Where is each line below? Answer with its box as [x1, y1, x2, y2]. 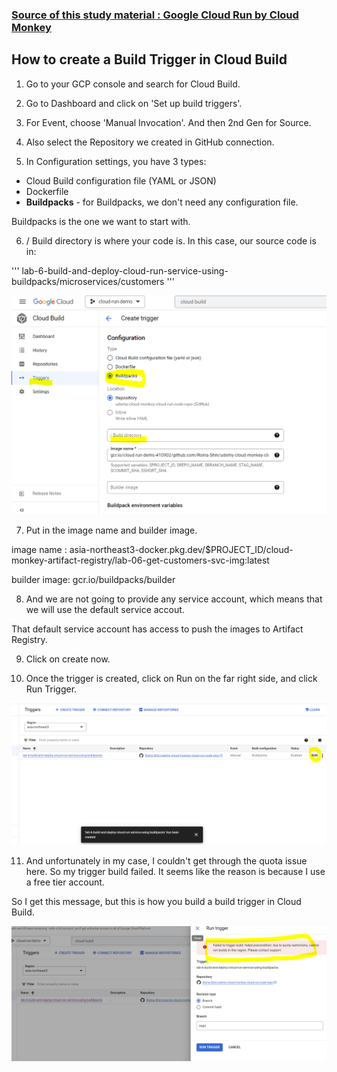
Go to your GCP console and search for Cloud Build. [25, 78, 241, 90]
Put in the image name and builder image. [25, 524, 198, 536]
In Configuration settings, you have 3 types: [25, 155, 207, 167]
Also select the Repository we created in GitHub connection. [25, 136, 275, 148]
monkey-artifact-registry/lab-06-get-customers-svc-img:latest [11, 554, 270, 566]
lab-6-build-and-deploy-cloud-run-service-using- [21, 264, 229, 277]
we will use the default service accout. [25, 603, 185, 615]
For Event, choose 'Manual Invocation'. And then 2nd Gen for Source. [25, 116, 312, 128]
